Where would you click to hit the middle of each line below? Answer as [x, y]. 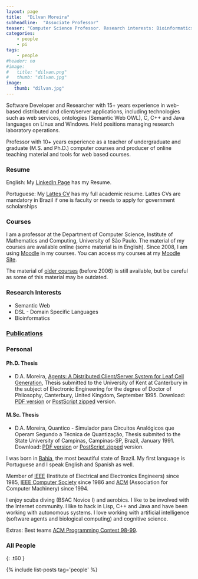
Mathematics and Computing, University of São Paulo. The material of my [95, 241]
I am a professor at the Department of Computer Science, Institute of [90, 234]
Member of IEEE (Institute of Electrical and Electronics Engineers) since [93, 476]
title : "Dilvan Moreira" [38, 17]
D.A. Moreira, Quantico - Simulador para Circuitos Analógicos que [95, 428]
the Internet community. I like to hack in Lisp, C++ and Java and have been [97, 506]
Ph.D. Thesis [22, 363]
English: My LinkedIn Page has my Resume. [59, 182]
